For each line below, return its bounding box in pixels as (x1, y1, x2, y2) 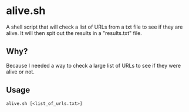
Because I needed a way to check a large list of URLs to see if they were (6, 62, 181, 69)
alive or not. (6, 68, 35, 75)
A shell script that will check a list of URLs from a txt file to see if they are (6, 23, 183, 30)
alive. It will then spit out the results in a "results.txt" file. (6, 29, 142, 36)
